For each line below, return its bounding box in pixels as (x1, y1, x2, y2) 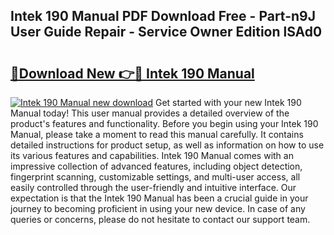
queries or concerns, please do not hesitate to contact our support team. (10, 214, 311, 225)
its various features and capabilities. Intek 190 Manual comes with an (10, 150, 294, 161)
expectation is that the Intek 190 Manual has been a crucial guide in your (10, 192, 309, 204)
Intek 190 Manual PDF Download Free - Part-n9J (10, 8, 317, 25)
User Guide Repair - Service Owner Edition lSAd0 (10, 24, 323, 41)
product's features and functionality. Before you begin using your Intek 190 (10, 118, 319, 129)
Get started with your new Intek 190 (154, 97, 302, 108)
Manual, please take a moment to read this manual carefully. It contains (10, 129, 304, 140)
